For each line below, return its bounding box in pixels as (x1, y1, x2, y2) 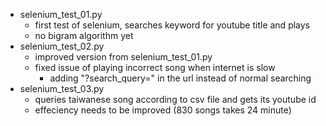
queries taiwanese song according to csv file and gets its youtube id (34, 94, 317, 105)
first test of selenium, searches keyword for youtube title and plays (34, 19, 311, 31)
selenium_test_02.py (19, 40, 105, 52)
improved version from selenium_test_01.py (34, 51, 213, 63)
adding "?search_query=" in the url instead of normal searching (49, 72, 312, 84)
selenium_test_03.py (19, 83, 105, 94)
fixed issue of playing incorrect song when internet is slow (34, 62, 276, 73)
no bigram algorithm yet (34, 30, 134, 41)
